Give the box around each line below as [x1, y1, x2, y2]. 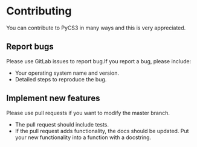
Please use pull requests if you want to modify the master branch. [6, 109, 170, 116]
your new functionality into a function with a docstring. [15, 134, 152, 141]
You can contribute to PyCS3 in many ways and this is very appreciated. [6, 24, 186, 31]
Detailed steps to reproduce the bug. [15, 75, 107, 83]
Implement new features [6, 93, 100, 104]
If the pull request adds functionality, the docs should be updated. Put [15, 127, 189, 134]
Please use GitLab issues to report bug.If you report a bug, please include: [6, 57, 192, 64]
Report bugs [6, 42, 54, 52]
